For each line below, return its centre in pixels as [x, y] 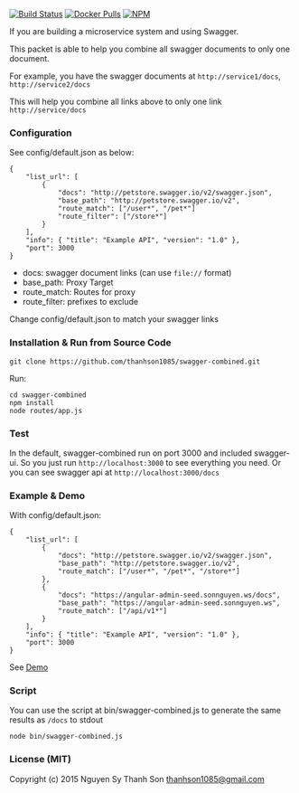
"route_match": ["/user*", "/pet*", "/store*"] [149, 571]
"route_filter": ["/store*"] [112, 217]
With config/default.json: [56, 515]
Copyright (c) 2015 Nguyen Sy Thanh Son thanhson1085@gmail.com [137, 779]
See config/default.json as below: [72, 153]
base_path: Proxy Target [68, 283]
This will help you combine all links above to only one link [116, 101]
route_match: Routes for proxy [79, 292]
